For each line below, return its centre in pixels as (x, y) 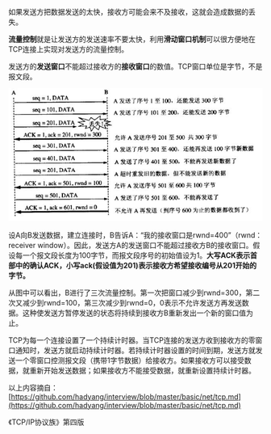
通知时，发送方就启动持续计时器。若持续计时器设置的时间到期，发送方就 (135, 350)
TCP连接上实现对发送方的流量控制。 (69, 49)
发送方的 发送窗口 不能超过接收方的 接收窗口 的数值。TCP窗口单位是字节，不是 (135, 66)
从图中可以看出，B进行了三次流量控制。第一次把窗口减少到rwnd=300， (127, 293)
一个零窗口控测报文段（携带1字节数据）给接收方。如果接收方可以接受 (129, 360)
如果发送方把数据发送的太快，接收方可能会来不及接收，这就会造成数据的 (128, 12)
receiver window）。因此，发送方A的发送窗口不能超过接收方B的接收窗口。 (131, 245)
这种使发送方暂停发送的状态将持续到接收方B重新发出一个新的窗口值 (134, 313)
